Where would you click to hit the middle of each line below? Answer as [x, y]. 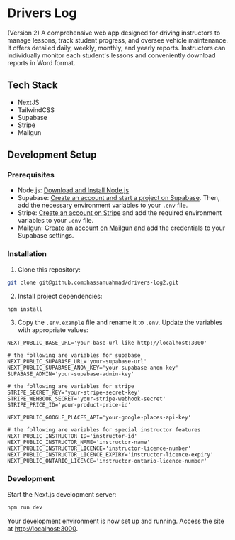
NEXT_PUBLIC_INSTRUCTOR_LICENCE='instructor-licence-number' [99, 448]
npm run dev [25, 507]
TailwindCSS [36, 110]
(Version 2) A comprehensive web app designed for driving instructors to [114, 33]
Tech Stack [33, 86]
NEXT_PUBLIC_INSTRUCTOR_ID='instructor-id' [73, 436]
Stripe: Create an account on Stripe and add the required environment [120, 213]
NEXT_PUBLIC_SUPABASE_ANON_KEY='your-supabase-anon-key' [93, 368]
